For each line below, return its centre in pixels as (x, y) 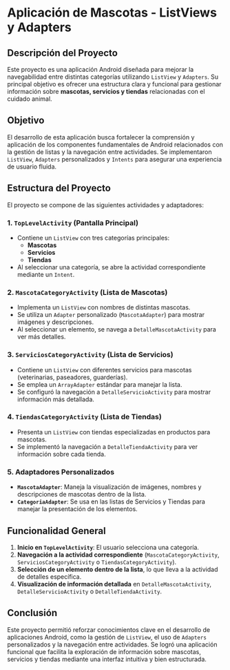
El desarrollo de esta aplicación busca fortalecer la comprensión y (101, 137)
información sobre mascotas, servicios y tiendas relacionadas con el (106, 92)
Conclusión (32, 613)
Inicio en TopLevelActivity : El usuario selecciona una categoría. (108, 547)
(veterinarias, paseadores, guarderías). (72, 377)
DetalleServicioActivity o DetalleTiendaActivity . (90, 591)
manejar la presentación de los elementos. (77, 509)
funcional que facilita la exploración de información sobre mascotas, (104, 651)
